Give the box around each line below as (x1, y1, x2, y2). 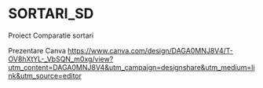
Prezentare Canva (8, 46, 67, 55)
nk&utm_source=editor (8, 71, 82, 80)
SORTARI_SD (8, 5, 94, 23)
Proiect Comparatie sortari (8, 31, 94, 40)
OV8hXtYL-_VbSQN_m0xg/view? (8, 54, 114, 64)
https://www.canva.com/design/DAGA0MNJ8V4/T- (68, 46, 234, 55)
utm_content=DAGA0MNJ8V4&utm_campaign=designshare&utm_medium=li (8, 62, 255, 71)
